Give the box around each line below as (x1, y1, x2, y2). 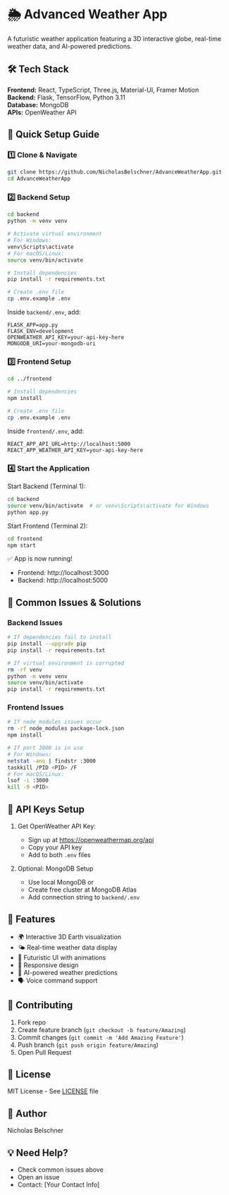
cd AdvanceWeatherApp (7, 175, 71, 183)
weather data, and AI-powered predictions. (7, 42, 132, 50)
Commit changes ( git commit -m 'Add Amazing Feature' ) (17, 1033, 185, 1041)
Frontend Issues (7, 703, 64, 712)
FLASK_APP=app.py (7, 322, 58, 329)
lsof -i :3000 (7, 777, 49, 784)
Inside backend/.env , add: (7, 308, 81, 317)
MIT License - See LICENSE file (7, 1087, 99, 1096)
